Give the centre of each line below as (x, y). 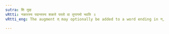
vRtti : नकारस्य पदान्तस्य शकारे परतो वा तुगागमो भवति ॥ (51, 14)
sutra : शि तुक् (18, 10)
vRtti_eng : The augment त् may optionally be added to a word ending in (82, 19)
